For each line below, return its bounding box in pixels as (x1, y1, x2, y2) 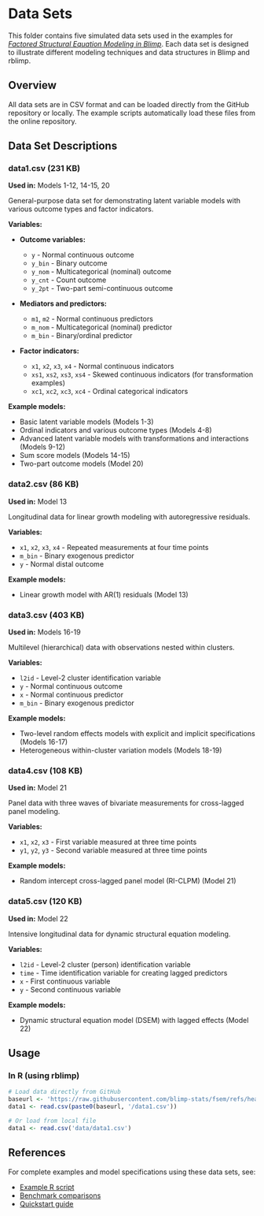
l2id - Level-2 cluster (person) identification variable (19, 959, 191, 969)
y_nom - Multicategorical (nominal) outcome (31, 267, 171, 277)
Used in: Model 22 (8, 913, 68, 923)
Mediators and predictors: (19, 299, 108, 308)
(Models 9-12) (19, 442, 65, 452)
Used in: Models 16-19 (8, 627, 81, 637)
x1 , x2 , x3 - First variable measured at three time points (19, 837, 197, 847)
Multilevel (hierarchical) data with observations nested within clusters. (8, 643, 235, 653)
